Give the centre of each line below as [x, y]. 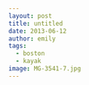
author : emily [32, 38]
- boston [30, 53]
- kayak [29, 62]
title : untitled [36, 23]
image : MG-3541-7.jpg [45, 69]
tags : [17, 46]
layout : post [30, 16]
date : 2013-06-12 [38, 31]
